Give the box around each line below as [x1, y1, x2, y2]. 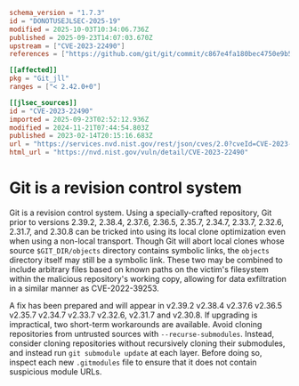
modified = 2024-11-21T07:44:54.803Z [9, 123, 149, 133]
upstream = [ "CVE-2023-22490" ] [9, 41, 125, 51]
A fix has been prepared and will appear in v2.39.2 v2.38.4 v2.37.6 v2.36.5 [9, 300, 283, 310]
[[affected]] [9, 66, 58, 75]
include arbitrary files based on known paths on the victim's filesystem [9, 263, 269, 275]
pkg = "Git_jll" [9, 74, 69, 84]
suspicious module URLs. [9, 366, 102, 377]
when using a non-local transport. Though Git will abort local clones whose [9, 236, 285, 246]
